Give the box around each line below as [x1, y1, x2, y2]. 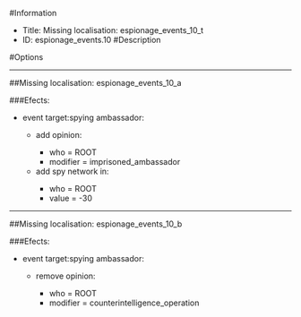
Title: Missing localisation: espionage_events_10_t [21, 25, 204, 35]
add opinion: [35, 130, 82, 140]
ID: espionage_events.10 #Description [21, 35, 161, 45]
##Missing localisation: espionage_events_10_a [9, 78, 182, 88]
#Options [9, 52, 44, 62]
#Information [9, 8, 57, 18]
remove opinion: [35, 270, 96, 281]
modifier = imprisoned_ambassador [48, 157, 181, 167]
